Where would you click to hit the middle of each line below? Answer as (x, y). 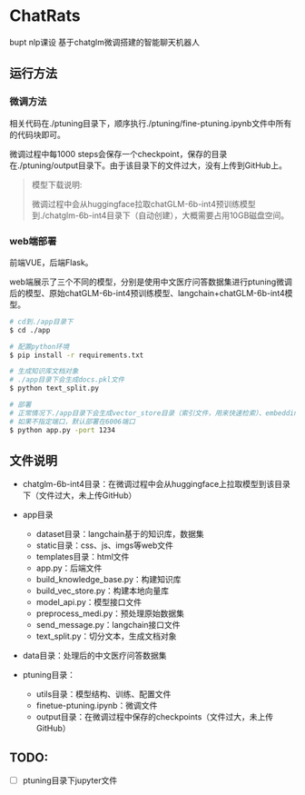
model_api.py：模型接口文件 (89, 602)
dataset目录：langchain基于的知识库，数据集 (120, 534)
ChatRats (45, 16)
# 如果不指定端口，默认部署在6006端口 (73, 422)
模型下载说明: (57, 184)
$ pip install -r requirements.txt (77, 355)
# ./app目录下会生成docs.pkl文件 (67, 380)
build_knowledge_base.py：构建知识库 (108, 580)
